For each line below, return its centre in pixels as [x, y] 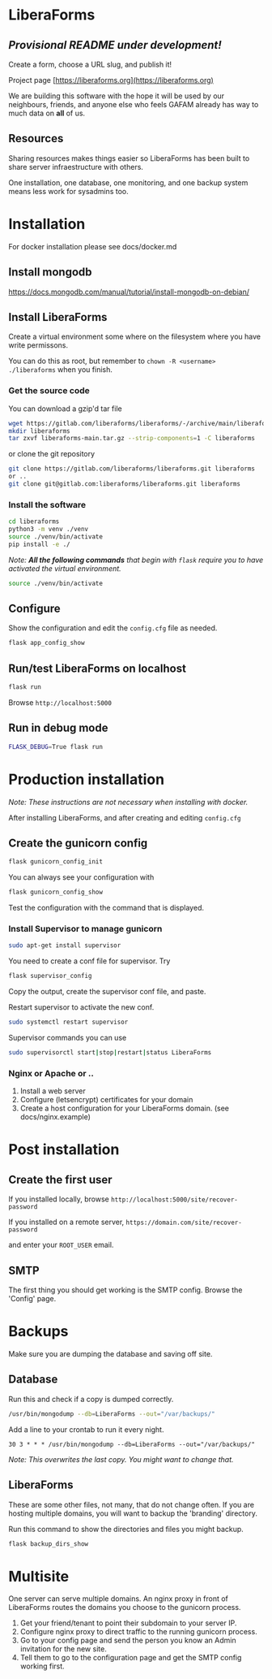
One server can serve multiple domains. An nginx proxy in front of [118, 1599]
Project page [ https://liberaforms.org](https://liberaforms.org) [111, 80]
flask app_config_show [47, 643]
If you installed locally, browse [59, 1199]
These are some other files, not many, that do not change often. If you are [132, 1504]
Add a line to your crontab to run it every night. [86, 1429]
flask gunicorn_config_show [56, 892]
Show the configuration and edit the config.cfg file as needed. [113, 628]
